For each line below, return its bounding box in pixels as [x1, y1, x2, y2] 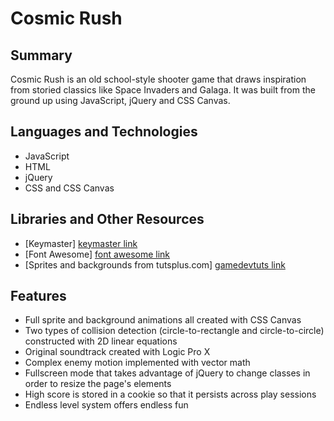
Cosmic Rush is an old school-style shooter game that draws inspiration [10, 73, 307, 85]
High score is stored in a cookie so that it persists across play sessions [24, 388, 317, 401]
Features [10, 288, 67, 305]
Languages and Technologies [10, 123, 198, 141]
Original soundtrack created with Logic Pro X [24, 346, 211, 358]
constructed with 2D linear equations [24, 335, 178, 347]
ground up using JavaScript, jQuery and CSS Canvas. [10, 95, 231, 106]
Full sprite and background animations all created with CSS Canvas [24, 314, 302, 326]
